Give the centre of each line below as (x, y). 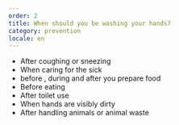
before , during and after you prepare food (90, 78)
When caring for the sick (61, 70)
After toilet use (45, 96)
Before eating (43, 87)
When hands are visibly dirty (67, 104)
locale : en (27, 38)
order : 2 (23, 16)
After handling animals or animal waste (84, 113)
